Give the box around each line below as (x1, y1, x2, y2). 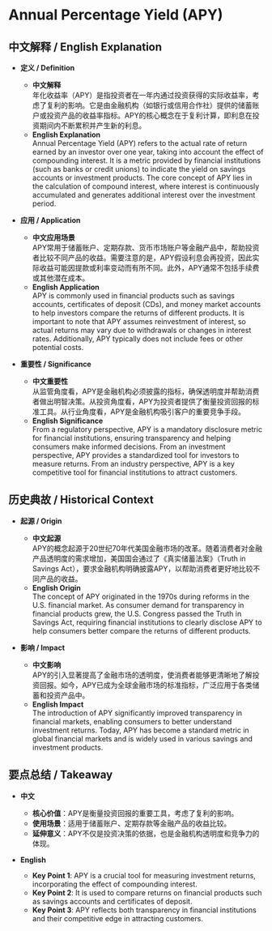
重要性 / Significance (19, 359, 91, 369)
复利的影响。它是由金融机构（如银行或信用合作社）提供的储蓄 (46, 100, 253, 110)
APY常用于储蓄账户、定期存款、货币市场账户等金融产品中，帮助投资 (32, 243, 260, 252)
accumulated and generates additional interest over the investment (32, 190, 256, 199)
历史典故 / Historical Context (8, 493, 154, 507)
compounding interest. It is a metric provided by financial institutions (32, 156, 261, 165)
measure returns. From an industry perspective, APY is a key (32, 459, 235, 468)
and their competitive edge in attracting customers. (32, 913, 204, 923)
